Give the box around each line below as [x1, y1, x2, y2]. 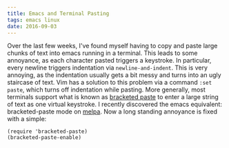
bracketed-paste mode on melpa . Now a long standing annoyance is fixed [7, 107, 217, 116]
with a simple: [7, 115, 47, 123]
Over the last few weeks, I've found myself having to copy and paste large [7, 42, 218, 50]
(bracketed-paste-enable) [7, 134, 81, 141]
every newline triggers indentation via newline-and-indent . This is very [7, 63, 208, 72]
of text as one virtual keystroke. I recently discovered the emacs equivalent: [7, 101, 223, 109]
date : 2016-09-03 [7, 23, 57, 30]
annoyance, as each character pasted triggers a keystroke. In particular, [7, 56, 212, 65]
